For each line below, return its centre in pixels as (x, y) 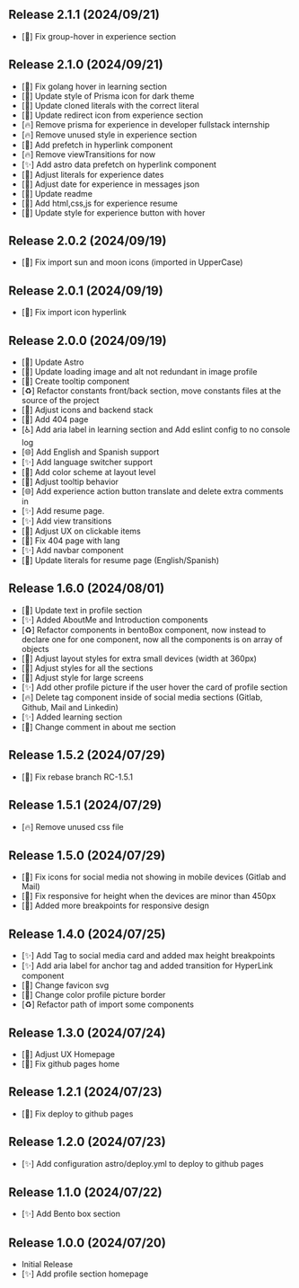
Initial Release (47, 1265)
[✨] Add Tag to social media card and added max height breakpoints (148, 956)
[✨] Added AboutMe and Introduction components (114, 620)
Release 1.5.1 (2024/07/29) (85, 805)
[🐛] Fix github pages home (70, 1063)
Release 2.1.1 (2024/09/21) (84, 15)
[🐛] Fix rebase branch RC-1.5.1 (77, 777)
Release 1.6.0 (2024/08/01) (87, 589)
